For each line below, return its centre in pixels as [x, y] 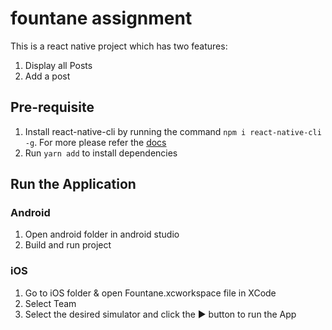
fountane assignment [101, 18]
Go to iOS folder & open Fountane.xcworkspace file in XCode [150, 293]
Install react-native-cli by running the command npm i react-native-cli [173, 131]
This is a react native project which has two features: [119, 46]
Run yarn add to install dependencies [101, 153]
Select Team [50, 303]
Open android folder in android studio [102, 234]
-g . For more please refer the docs [95, 142]
